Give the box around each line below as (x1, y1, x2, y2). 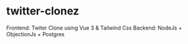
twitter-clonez (6, 4, 80, 18)
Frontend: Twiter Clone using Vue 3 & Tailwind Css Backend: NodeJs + (6, 24, 183, 31)
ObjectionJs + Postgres (6, 30, 65, 37)
